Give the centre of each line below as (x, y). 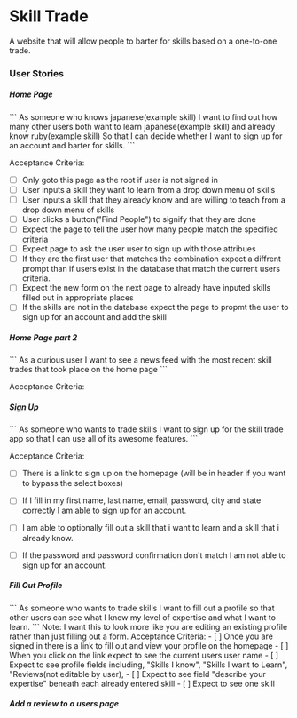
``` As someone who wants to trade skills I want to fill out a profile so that (142, 608)
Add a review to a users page (64, 704)
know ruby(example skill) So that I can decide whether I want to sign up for (146, 136)
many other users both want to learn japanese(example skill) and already (142, 126)
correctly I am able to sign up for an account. (104, 511)
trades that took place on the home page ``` (89, 370)
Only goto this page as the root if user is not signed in (120, 179)
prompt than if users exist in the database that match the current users (151, 269)
